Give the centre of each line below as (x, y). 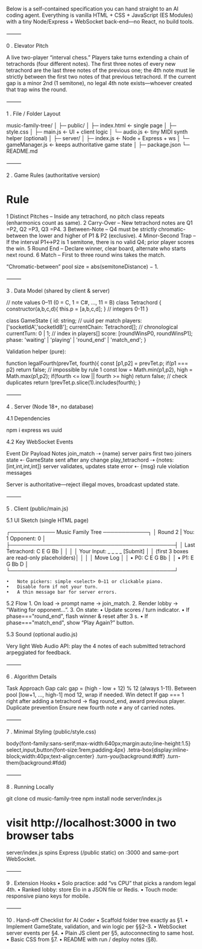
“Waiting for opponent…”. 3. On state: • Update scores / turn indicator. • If (98, 610)
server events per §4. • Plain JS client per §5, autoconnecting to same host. (100, 933)
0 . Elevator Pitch (27, 46)
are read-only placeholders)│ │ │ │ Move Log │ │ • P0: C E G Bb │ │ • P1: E (100, 558)
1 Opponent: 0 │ (26, 538)
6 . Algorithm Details (32, 677)
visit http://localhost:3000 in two (91, 823)
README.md (22, 151)
